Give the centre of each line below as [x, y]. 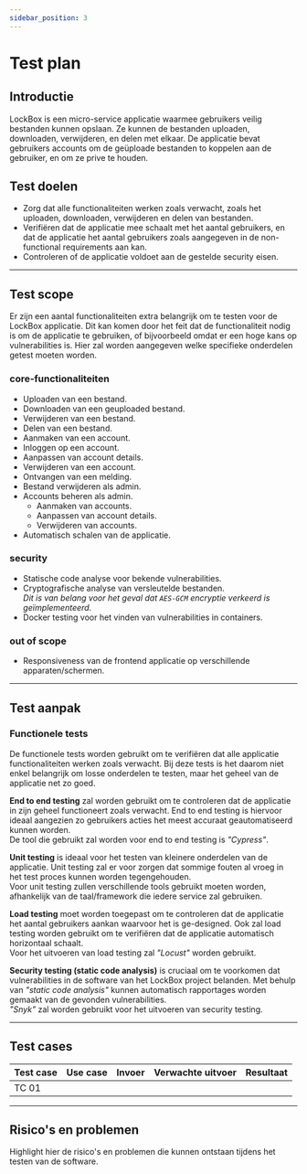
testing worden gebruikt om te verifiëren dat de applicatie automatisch [142, 933]
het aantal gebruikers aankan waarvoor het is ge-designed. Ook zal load [145, 923]
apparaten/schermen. [64, 671]
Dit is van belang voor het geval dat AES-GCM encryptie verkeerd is [146, 598]
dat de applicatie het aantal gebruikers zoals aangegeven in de [141, 238]
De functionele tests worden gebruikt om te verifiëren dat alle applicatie [144, 753]
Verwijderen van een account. [79, 466]
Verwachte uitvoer [196, 1073]
